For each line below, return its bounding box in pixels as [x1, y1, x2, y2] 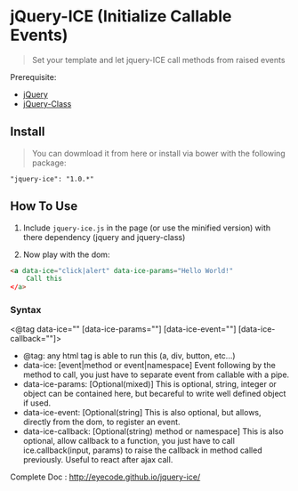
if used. [22, 398, 52, 408]
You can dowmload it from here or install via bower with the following [31, 148, 286, 158]
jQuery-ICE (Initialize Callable [10, 6, 232, 27]
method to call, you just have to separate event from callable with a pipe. [22, 369, 290, 380]
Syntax [10, 304, 42, 317]
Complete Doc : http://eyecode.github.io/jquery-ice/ [10, 471, 201, 482]
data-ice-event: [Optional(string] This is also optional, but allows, [22, 407, 262, 418]
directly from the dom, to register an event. [22, 416, 181, 428]
